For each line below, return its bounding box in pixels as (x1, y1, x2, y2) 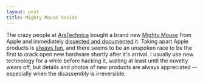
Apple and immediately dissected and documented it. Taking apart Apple (6, 38, 188, 45)
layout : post (6, 8, 40, 15)
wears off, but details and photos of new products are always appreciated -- (6, 63, 198, 70)
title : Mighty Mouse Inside (6, 15, 78, 21)
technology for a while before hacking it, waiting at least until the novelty (6, 57, 188, 64)
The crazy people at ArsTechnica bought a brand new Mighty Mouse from (6, 31, 191, 38)
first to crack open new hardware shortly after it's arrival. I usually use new (6, 50, 194, 58)
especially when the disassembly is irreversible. (6, 70, 126, 77)
